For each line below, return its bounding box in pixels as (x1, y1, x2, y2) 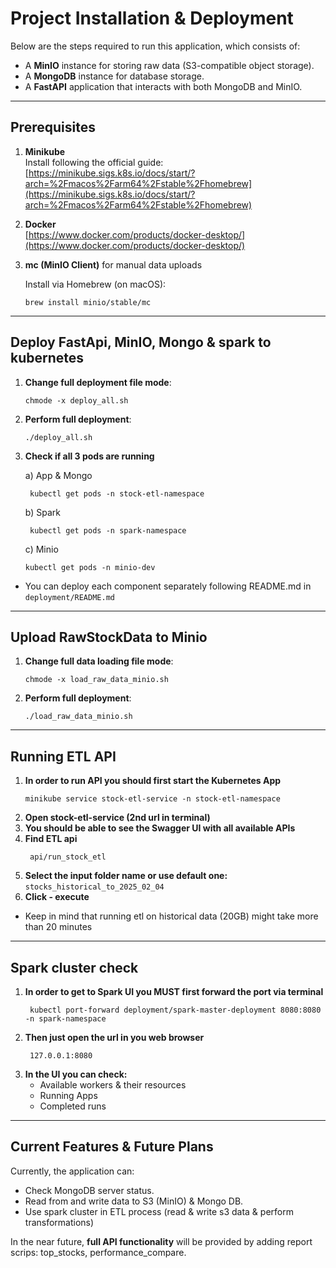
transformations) (24, 1216, 95, 1228)
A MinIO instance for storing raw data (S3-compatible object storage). (24, 59, 315, 71)
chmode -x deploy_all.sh (24, 395, 129, 406)
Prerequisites (10, 119, 96, 136)
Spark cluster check (10, 959, 139, 976)
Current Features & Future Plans (10, 1138, 214, 1156)
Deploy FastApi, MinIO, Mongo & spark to (10, 334, 272, 351)
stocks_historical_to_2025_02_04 (24, 882, 165, 892)
